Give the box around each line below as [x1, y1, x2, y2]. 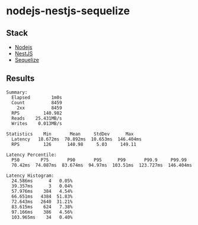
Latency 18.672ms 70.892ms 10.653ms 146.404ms [11, 136, 142, 142]
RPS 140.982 [11, 110, 62, 116]
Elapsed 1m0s [11, 94, 62, 101]
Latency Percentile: [6, 152, 58, 158]
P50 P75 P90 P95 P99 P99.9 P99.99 [11, 157, 187, 163]
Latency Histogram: [6, 173, 55, 179]
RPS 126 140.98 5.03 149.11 [11, 141, 136, 147]
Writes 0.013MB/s [11, 120, 62, 126]
